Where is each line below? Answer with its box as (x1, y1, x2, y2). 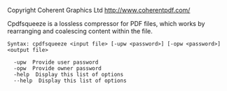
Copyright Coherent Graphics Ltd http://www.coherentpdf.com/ (7, 6, 191, 14)
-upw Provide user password (13, 59, 99, 66)
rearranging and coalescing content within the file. (7, 27, 153, 35)
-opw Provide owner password (13, 65, 102, 72)
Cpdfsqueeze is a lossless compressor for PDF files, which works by (7, 20, 205, 27)
